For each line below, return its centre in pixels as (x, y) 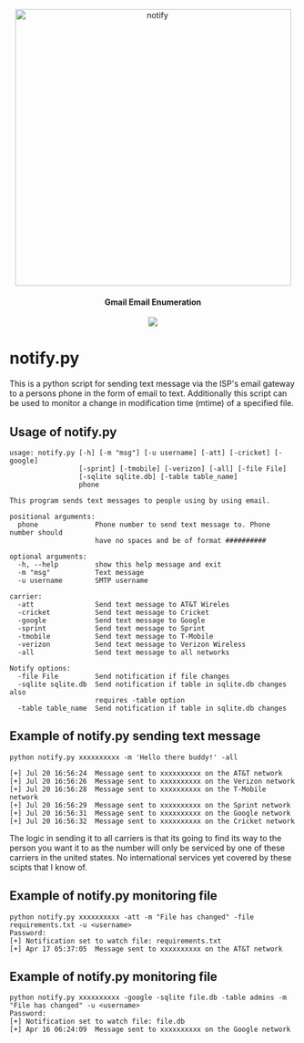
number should (36, 532)
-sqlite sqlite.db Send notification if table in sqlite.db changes (152, 684)
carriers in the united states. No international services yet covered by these (151, 857)
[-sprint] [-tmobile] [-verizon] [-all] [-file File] (182, 469)
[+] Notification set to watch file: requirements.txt (116, 941)
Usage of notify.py (63, 432)
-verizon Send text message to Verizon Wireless (132, 644)
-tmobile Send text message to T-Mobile (116, 636)
